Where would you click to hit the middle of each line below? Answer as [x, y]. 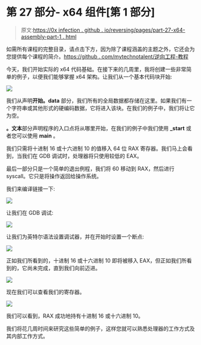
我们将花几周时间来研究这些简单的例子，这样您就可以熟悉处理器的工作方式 [98, 328]
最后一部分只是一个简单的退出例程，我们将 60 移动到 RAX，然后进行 [90, 169]
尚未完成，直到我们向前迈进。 [63, 268]
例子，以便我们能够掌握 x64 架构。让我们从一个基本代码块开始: [94, 77]
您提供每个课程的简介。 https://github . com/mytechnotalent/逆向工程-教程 [97, 56]
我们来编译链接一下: [31, 188]
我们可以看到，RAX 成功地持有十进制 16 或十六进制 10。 [75, 316]
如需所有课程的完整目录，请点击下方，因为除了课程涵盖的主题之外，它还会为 [100, 49]
